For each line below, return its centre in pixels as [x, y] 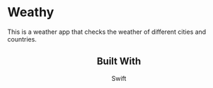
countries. [22, 39]
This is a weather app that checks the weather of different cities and [107, 32]
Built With [119, 62]
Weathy [31, 12]
